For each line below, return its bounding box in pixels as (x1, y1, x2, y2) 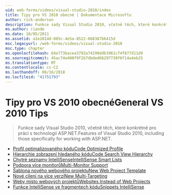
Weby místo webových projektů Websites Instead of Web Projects (12, 178, 150, 184)
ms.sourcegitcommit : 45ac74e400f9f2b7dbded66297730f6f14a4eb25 (5, 55, 143, 61)
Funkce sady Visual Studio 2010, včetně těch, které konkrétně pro (17, 125, 157, 131)
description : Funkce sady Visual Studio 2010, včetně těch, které (5, 22, 150, 27)
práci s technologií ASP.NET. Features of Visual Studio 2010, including (17, 130, 164, 136)
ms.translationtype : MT (5, 60, 56, 65)
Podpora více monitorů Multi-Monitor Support (12, 162, 109, 168)
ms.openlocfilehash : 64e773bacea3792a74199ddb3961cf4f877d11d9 (5, 50, 143, 56)
